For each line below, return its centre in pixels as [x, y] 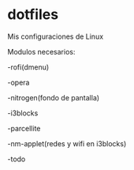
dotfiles [33, 15]
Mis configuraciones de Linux [56, 36]
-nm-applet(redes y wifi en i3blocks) [67, 143]
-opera [19, 82]
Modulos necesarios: [41, 51]
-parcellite [24, 128]
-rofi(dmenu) [28, 67]
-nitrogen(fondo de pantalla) [54, 97]
